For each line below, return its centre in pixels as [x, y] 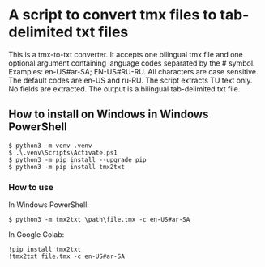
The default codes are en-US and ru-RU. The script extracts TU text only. [130, 80]
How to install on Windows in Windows [109, 114]
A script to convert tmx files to [113, 15]
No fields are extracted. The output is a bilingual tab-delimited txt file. [124, 89]
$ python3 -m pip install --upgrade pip [78, 159]
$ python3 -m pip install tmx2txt [67, 167]
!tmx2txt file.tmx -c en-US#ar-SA [67, 256]
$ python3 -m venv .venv [50, 146]
